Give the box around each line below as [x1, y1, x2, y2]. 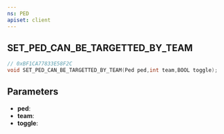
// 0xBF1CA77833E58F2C [7, 60, 73, 68]
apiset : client [7, 17, 51, 23]
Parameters [7, 86, 59, 97]
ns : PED [7, 10, 30, 17]
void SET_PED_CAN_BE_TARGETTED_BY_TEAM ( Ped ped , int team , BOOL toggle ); [7, 67, 218, 74]
